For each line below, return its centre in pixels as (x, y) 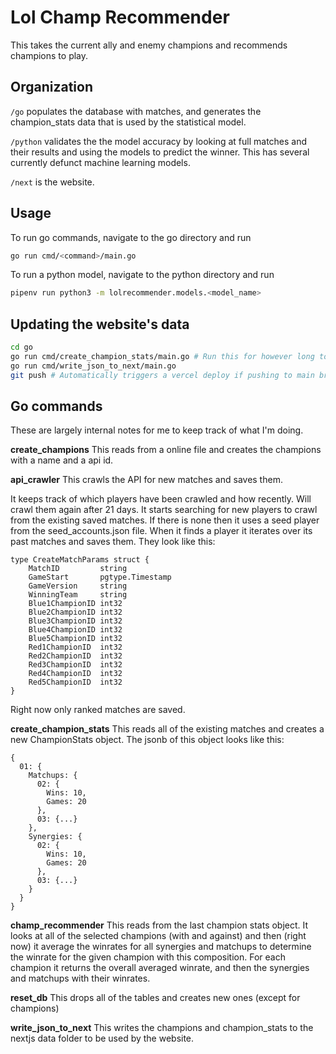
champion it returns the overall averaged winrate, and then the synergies (160, 968)
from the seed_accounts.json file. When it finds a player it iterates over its (161, 531)
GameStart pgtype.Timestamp (100, 577)
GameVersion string (78, 586)
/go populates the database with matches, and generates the (136, 111)
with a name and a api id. (62, 460)
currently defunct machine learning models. (100, 162)
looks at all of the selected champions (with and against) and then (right (158, 936)
